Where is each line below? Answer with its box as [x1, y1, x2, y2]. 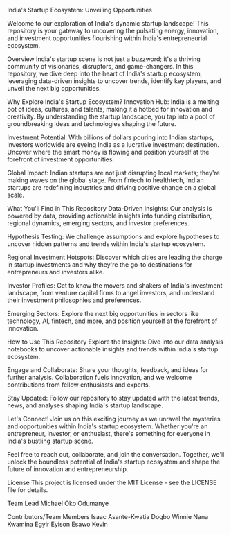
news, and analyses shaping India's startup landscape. [7, 401, 164, 410]
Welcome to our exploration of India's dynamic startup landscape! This [7, 19, 209, 27]
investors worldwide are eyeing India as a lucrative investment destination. [7, 141, 219, 148]
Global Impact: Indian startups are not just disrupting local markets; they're [7, 169, 220, 177]
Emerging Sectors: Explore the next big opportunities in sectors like [7, 310, 199, 317]
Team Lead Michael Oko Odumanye [7, 499, 109, 507]
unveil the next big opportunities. [7, 85, 102, 92]
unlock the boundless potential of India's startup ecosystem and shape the [7, 457, 220, 466]
